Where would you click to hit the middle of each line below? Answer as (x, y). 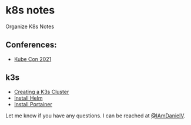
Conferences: (31, 45)
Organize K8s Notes (30, 26)
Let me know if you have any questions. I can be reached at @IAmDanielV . (95, 116)
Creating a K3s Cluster (41, 92)
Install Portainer (33, 104)
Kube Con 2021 (33, 59)
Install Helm (28, 98)
